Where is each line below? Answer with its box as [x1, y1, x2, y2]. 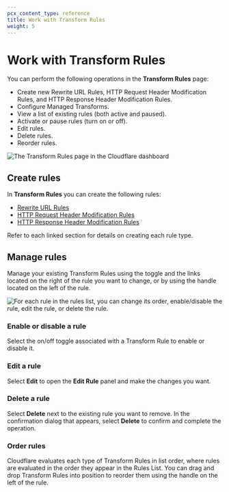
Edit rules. [16, 125, 46, 133]
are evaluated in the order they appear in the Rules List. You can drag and [7, 464, 215, 472]
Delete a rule [7, 394, 50, 404]
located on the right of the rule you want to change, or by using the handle [7, 276, 217, 285]
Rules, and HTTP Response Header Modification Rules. [16, 95, 172, 103]
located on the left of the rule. [7, 283, 91, 292]
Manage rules [7, 251, 67, 263]
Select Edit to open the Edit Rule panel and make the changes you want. [7, 377, 211, 385]
